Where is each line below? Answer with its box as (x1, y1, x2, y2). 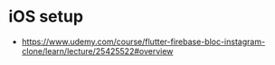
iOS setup (8, 6, 83, 27)
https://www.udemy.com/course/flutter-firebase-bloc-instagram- (21, 36, 266, 47)
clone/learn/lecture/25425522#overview (21, 45, 174, 56)
